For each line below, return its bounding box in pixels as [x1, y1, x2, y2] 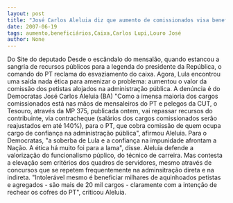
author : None [7, 36, 45, 43]
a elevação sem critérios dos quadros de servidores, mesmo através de [7, 159, 212, 167]
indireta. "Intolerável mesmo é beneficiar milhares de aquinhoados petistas [7, 173, 221, 181]
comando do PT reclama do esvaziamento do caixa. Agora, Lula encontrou [7, 70, 221, 79]
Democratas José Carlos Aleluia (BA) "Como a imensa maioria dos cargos [7, 92, 218, 101]
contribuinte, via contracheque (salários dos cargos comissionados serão [7, 114, 217, 122]
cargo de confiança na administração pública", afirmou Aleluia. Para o [7, 129, 207, 138]
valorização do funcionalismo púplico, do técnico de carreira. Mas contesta [7, 151, 223, 160]
